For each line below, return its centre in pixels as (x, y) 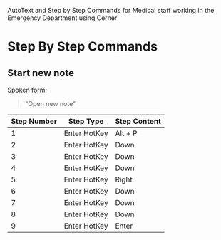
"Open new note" (50, 104)
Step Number (34, 121)
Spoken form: (27, 90)
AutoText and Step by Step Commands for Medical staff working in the (111, 10)
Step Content (138, 121)
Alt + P (126, 133)
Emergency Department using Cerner (62, 18)
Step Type (86, 121)
